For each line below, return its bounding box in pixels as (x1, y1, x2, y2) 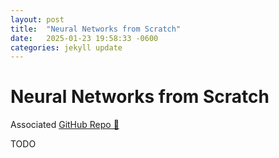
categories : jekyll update (10, 42, 123, 53)
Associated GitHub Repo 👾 (10, 119, 120, 131)
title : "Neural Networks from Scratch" (10, 24, 182, 34)
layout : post (10, 14, 65, 25)
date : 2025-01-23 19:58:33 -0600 (10, 33, 159, 43)
